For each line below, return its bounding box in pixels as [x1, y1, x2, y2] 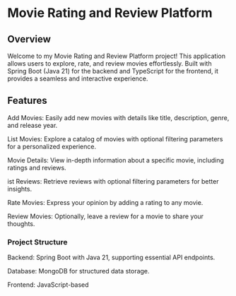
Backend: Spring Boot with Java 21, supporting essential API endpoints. [7, 253, 216, 262]
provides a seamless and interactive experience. [7, 74, 148, 83]
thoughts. [7, 219, 35, 227]
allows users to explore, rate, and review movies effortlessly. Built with [7, 59, 212, 68]
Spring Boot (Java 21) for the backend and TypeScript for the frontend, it [7, 67, 219, 75]
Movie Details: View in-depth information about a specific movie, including [7, 155, 224, 164]
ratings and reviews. [7, 163, 66, 172]
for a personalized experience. [7, 142, 97, 150]
